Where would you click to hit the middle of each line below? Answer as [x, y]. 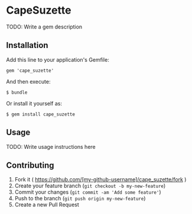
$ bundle [17, 92]
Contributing [30, 165]
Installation [27, 45]
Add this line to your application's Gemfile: [58, 59]
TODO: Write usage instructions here [51, 146]
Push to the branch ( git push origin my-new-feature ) [80, 199]
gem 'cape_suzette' [30, 71]
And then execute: [28, 81]
